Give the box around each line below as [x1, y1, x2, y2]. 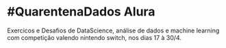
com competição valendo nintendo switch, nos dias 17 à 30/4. [7, 33, 181, 41]
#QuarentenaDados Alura [7, 4, 155, 20]
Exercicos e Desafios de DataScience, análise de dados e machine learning [7, 26, 220, 34]
